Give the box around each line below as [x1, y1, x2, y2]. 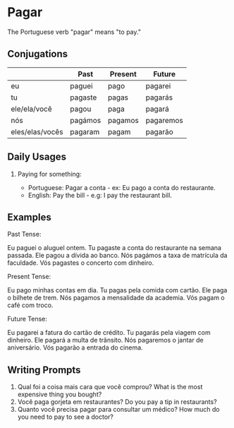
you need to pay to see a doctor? [17, 412, 114, 421]
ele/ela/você [11, 104, 52, 114]
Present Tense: [7, 273, 51, 281]
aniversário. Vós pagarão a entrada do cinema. [7, 343, 143, 352]
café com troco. [7, 301, 54, 309]
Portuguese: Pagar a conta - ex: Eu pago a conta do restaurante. [27, 183, 216, 191]
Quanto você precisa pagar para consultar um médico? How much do [17, 405, 220, 414]
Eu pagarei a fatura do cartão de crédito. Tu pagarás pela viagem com [7, 328, 211, 337]
